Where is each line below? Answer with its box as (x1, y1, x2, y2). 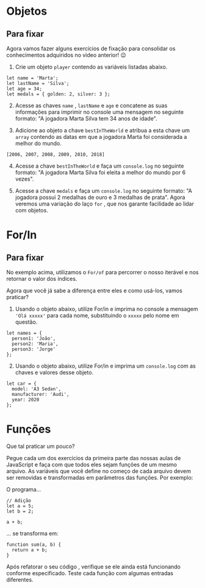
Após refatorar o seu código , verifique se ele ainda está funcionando (6, 563, 181, 570)
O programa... (6, 485, 41, 493)
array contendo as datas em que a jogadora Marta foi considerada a (15, 133, 187, 140)
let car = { (6, 381, 37, 387)
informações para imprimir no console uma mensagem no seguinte (15, 108, 184, 116)
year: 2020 (12, 396, 40, 403)
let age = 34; (6, 86, 43, 92)
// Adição (6, 497, 32, 504)
